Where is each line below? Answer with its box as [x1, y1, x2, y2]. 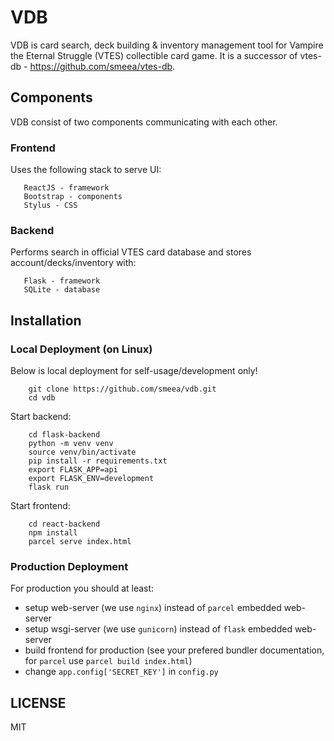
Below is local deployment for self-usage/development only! [10, 365, 258, 377]
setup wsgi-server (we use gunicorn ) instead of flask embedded [24, 623, 293, 635]
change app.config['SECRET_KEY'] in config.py [24, 666, 219, 678]
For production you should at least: [10, 582, 155, 595]
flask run [28, 482, 70, 493]
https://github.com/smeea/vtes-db [29, 60, 173, 72]
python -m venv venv [28, 439, 114, 449]
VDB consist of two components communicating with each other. [10, 116, 278, 128]
